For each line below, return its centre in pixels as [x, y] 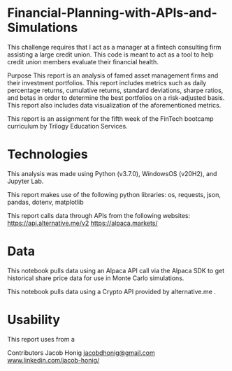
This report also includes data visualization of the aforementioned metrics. [114, 105]
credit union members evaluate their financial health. [83, 61]
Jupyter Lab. [26, 181]
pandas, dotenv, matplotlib [45, 202]
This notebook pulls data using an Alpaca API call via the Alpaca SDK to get [116, 270]
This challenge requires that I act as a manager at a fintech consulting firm [114, 47]
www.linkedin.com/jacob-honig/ [53, 360]
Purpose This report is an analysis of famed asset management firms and [113, 75]
